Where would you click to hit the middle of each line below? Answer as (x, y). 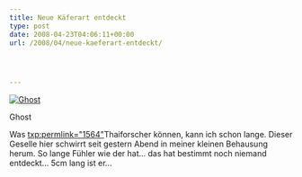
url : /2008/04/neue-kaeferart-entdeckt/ (86, 43)
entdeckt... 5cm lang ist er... (61, 164)
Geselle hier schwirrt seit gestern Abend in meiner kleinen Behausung (138, 144)
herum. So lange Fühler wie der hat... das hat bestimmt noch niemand (138, 154)
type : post (30, 26)
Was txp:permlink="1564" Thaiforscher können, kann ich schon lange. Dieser (151, 135)
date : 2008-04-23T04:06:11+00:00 (72, 34)
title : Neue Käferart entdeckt (68, 18)
